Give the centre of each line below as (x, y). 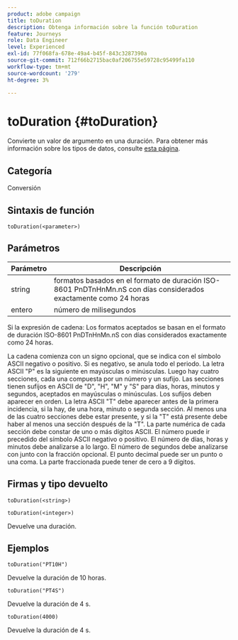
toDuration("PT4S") (36, 591)
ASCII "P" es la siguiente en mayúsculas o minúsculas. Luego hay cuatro (113, 371)
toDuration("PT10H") (38, 565)
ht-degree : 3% (28, 80)
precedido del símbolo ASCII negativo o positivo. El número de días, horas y (118, 439)
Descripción (140, 269)
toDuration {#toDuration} (83, 121)
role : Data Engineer (38, 40)
